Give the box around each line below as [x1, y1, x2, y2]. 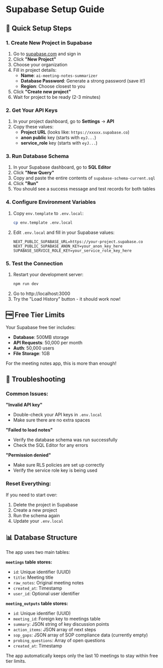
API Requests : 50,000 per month [13, 339, 83, 345]
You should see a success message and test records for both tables [13, 186, 155, 192]
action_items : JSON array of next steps [13, 627, 96, 633]
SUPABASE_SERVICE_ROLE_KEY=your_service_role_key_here [13, 248, 132, 253]
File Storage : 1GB [13, 350, 50, 356]
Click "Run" [13, 180, 39, 186]
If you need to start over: [6, 492, 58, 498]
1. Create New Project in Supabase [6, 39, 92, 46]
